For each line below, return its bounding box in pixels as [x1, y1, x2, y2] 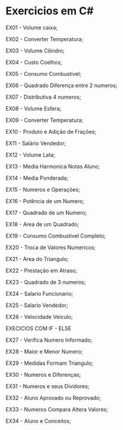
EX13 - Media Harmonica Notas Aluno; [5, 162, 100, 170]
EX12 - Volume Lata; [5, 151, 56, 158]
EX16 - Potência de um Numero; [5, 197, 85, 204]
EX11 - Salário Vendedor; [5, 139, 66, 147]
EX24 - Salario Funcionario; [5, 290, 73, 297]
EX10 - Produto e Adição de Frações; [5, 128, 97, 135]
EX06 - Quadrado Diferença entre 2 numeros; [5, 82, 118, 89]
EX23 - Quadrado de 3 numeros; [5, 278, 86, 285]
